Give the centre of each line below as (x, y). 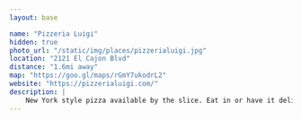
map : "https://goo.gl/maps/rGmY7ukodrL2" (88, 76)
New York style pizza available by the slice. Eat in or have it (151, 100)
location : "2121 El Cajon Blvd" (70, 59)
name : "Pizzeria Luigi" (54, 34)
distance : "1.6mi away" (54, 67)
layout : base (34, 17)
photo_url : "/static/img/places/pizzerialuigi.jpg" (108, 50)
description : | (38, 92)
